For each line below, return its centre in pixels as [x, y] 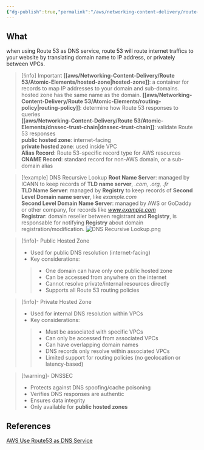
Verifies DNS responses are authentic [77, 394]
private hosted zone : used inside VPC [69, 147]
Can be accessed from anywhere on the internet [106, 277]
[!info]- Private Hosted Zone [56, 302]
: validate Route [173, 127]
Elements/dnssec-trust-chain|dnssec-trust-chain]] [88, 127]
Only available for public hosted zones [79, 407]
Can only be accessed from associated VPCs [102, 338]
